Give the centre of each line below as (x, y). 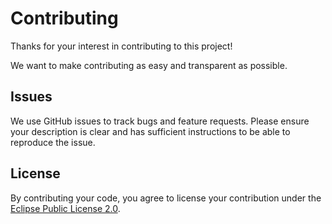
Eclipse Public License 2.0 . (65, 208)
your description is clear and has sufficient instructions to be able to (150, 131)
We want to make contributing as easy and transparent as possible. (149, 65)
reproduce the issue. (53, 142)
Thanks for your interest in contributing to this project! (121, 46)
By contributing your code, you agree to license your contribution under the (166, 198)
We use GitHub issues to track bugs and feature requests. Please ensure (160, 121)
